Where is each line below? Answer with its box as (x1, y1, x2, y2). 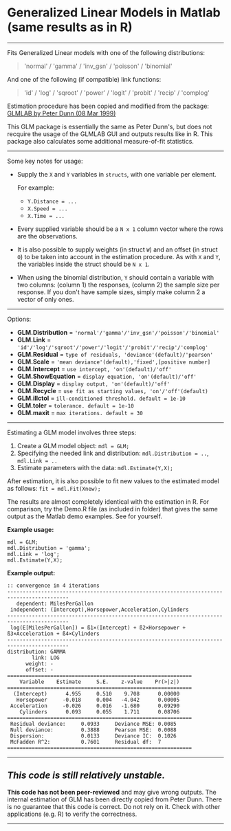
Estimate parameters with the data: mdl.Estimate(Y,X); (16, 463, 173, 472)
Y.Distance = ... (27, 198, 78, 205)
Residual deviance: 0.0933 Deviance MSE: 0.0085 (10, 720, 177, 727)
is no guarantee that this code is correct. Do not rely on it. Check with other (7, 802, 221, 810)
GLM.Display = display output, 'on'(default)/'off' (16, 379, 170, 388)
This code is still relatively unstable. (7, 770, 166, 782)
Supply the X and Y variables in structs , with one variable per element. (16, 170, 217, 178)
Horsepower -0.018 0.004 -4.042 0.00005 (16, 696, 180, 703)
